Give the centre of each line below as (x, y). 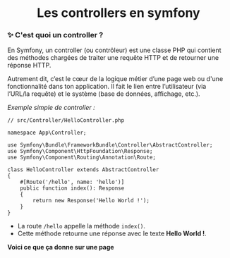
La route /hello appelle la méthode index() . (81, 226)
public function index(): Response (72, 188)
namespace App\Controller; (47, 133)
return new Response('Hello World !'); (91, 201)
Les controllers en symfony (119, 13)
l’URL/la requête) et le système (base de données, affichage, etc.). (104, 94)
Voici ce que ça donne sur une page (61, 247)
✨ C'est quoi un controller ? (55, 35)
